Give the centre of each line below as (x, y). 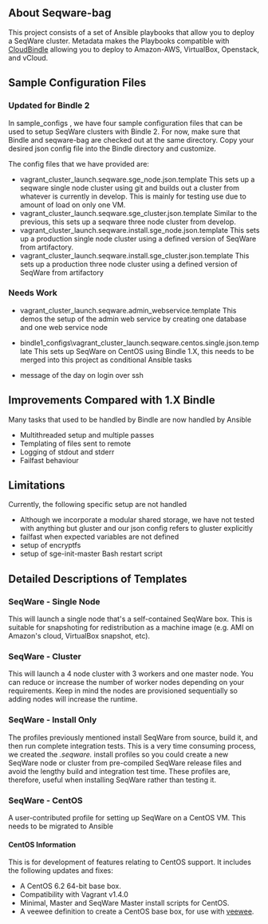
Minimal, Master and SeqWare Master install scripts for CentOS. (124, 903)
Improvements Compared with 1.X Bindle (112, 401)
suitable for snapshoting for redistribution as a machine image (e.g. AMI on (131, 627)
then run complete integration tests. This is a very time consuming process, (132, 745)
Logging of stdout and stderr (67, 452)
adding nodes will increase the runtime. (73, 699)
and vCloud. (28, 57)
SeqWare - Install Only (53, 720)
